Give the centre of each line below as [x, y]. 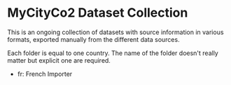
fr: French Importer [45, 74]
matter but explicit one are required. [59, 60]
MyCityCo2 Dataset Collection [98, 13]
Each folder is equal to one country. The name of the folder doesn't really [113, 53]
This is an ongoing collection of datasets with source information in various [115, 32]
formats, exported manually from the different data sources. [93, 39]
